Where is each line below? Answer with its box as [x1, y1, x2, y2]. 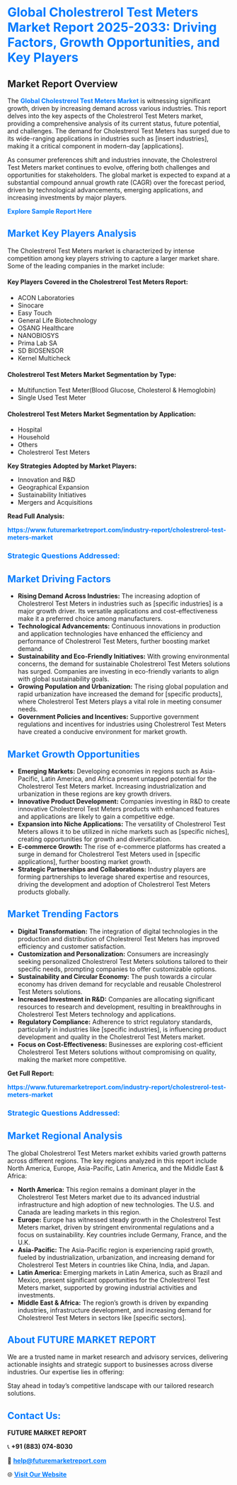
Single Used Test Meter [17, 393, 86, 402]
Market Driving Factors [7, 573, 111, 585]
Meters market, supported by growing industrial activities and [17, 1283, 197, 1292]
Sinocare [17, 301, 45, 309]
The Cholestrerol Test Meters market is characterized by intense [7, 246, 195, 255]
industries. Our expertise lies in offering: [7, 1368, 125, 1376]
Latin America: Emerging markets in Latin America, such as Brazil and [17, 1268, 223, 1276]
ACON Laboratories [17, 294, 75, 302]
